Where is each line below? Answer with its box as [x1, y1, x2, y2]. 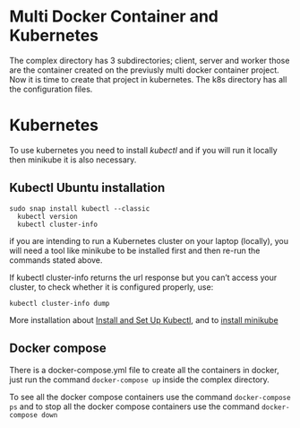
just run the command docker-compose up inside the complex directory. [9, 374, 270, 385]
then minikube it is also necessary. [9, 154, 137, 165]
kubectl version [17, 212, 78, 221]
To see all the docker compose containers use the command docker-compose [9, 391, 291, 402]
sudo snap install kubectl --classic [9, 204, 150, 213]
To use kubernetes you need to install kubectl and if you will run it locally [9, 144, 278, 155]
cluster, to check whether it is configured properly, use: [9, 281, 214, 293]
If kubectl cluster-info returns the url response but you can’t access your [9, 272, 278, 283]
